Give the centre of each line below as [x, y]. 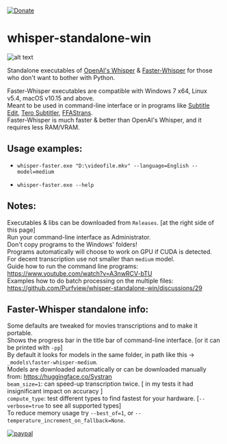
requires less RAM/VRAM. [43, 127]
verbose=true [26, 406]
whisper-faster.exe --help [55, 185]
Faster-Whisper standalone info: [78, 309]
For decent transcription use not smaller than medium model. [91, 259]
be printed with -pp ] [35, 348]
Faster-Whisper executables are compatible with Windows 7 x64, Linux [107, 91]
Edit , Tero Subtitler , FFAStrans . [50, 112]
